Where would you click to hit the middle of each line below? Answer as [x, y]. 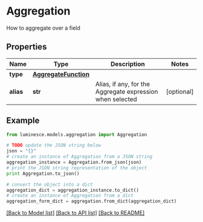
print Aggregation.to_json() [43, 174]
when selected [116, 99]
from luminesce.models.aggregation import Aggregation [77, 134]
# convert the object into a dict [50, 184]
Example [23, 121]
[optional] [180, 91]
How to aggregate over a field [43, 28]
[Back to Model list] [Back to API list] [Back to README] [76, 213]
